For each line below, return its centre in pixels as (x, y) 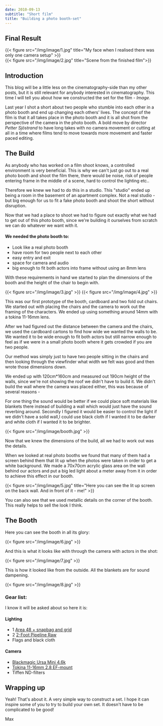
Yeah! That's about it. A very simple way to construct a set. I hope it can (77, 699)
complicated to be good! (30, 710)
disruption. (16, 205)
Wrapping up (25, 687)
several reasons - (23, 392)
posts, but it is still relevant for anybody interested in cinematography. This (80, 92)
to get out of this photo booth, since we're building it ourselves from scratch (81, 220)
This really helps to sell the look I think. (44, 505)
